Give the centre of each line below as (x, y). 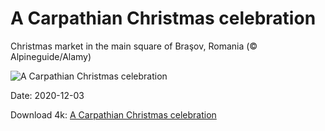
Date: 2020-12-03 (47, 95)
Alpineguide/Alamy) (51, 56)
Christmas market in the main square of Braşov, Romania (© (134, 46)
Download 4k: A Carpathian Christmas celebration (113, 114)
